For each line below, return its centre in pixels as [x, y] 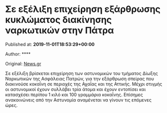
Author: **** [18, 54]
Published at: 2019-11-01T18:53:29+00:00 [50, 44]
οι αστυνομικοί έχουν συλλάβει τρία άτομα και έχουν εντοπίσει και [75, 89]
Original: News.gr [23, 63]
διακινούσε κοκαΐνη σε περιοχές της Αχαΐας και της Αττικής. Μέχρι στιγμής [84, 84]
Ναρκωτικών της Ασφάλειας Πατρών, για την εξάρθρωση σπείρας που [80, 78]
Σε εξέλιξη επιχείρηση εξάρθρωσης [83, 9]
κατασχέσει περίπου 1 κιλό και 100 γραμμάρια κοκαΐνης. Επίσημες [74, 94]
